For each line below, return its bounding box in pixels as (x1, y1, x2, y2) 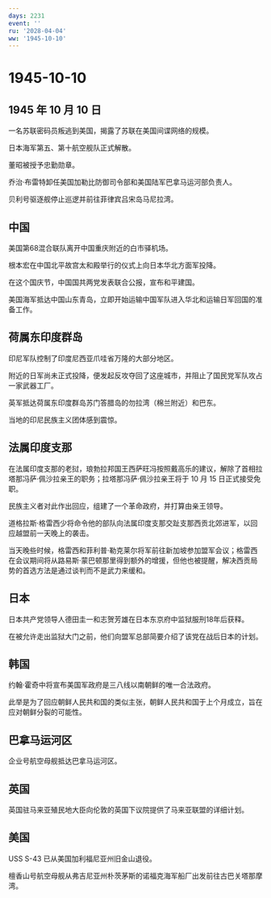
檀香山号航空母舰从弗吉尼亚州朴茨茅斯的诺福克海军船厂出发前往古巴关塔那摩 (8, 871, 263, 880)
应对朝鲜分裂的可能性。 (8, 707, 86, 717)
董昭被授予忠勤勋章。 (8, 160, 79, 170)
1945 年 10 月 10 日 (8, 102, 102, 117)
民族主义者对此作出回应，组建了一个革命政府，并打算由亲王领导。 (8, 501, 227, 510)
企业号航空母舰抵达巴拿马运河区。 (8, 756, 122, 766)
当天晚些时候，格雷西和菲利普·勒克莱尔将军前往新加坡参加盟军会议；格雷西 (8, 545, 258, 555)
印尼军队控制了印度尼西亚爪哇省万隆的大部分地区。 (8, 353, 178, 363)
